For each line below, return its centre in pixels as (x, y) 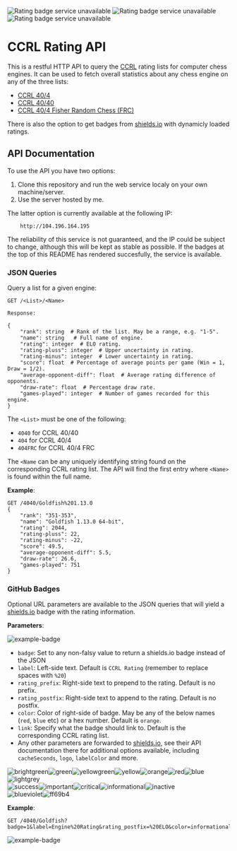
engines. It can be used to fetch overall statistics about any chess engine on (118, 74)
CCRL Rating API (57, 47)
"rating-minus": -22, (51, 541)
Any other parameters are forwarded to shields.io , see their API (109, 743)
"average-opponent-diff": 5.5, (66, 553)
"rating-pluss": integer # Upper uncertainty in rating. (107, 351)
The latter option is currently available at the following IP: (90, 213)
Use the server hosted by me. (61, 199)
